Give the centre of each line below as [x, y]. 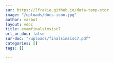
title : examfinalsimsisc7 [33, 29]
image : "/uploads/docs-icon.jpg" [41, 15]
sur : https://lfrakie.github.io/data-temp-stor [57, 10]
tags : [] [15, 48]
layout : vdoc [19, 24]
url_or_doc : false [25, 34]
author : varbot [22, 19]
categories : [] [22, 44]
